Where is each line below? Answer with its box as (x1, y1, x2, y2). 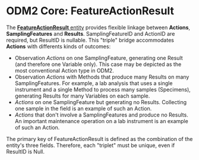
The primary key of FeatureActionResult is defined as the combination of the (6, 135, 193, 142)
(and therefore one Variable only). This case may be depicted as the (14, 61, 182, 68)
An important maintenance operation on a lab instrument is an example (14, 117, 188, 124)
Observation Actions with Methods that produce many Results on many (14, 73, 189, 80)
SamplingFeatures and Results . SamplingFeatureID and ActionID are (6, 30, 175, 37)
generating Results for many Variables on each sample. (14, 92, 150, 99)
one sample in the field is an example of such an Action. (14, 105, 152, 112)
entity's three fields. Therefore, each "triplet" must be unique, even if (6, 142, 175, 149)
